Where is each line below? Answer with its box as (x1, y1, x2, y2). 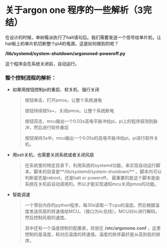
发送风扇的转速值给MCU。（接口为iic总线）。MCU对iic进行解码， (29, 208, 160, 214)
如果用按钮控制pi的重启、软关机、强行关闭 (12, 86, 100, 92)
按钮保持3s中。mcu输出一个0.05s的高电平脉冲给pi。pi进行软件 (24, 135, 154, 141)
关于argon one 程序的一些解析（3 (5, 4, 143, 16)
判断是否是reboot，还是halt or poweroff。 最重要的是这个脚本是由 (24, 175, 160, 181)
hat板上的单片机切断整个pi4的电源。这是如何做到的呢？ (5, 40, 119, 46)
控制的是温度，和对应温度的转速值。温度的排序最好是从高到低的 (24, 232, 156, 238)
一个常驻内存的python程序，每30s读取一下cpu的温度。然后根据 (24, 202, 156, 208)
